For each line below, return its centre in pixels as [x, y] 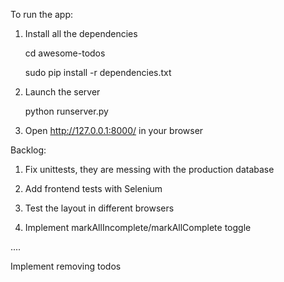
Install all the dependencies [81, 33]
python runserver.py [66, 111]
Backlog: [28, 150]
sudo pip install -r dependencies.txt [98, 72]
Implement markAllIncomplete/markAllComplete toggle [138, 227]
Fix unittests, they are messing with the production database [149, 169]
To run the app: [42, 14]
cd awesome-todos [65, 53]
